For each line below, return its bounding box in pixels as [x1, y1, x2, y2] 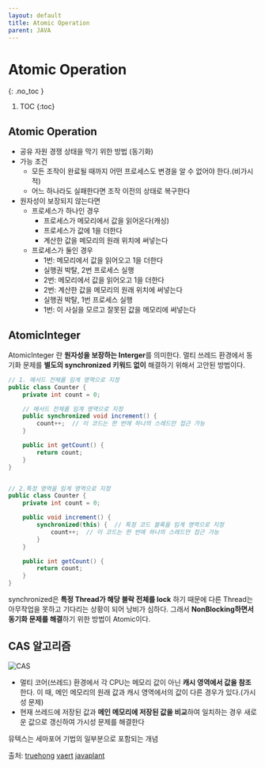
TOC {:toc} [19, 102, 55, 112]
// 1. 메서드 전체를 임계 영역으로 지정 [8, 376, 120, 384]
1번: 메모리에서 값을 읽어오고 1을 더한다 [43, 255, 164, 265]
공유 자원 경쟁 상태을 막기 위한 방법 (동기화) [19, 147, 154, 157]
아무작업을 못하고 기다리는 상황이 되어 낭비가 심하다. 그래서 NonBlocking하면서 [8, 604, 255, 614]
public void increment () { [22, 513, 112, 522]
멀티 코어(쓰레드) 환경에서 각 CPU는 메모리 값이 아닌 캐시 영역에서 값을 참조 [19, 677, 252, 687]
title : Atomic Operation [8, 19, 90, 27]
